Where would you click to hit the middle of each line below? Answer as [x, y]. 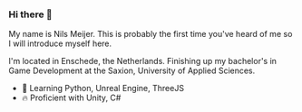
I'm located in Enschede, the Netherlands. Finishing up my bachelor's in [143, 61]
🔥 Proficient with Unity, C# [71, 98]
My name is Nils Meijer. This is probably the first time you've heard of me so [151, 34]
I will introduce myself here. [60, 43]
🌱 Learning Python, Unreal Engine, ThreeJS [103, 89]
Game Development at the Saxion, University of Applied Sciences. [132, 70]
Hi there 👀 [31, 14]
